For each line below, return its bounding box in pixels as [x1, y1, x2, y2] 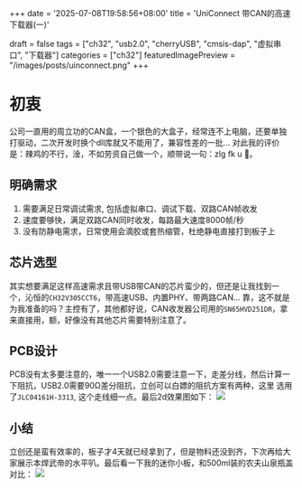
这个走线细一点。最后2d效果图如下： [78, 391, 215, 402]
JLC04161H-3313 [17, 393, 75, 402]
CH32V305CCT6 [49, 293, 97, 303]
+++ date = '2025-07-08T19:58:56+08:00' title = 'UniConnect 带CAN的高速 [9, 8, 291, 18]
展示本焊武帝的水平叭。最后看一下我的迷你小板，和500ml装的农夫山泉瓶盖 [16, 457, 294, 468]
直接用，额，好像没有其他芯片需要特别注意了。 [16, 314, 191, 325]
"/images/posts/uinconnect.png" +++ [9, 60, 149, 70]
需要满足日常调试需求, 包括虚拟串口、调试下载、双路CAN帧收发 [22, 202, 258, 214]
